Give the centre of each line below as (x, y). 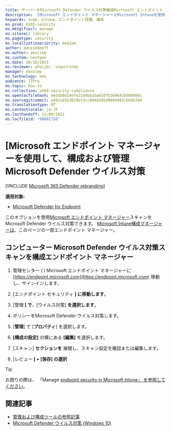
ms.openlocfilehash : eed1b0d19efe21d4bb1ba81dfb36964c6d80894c (74, 95)
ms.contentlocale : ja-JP (32, 110)
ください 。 (17, 386)
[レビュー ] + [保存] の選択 (40, 359)
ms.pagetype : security (29, 39)
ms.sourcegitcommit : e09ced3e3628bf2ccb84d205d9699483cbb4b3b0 (74, 100)
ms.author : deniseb (26, 53)
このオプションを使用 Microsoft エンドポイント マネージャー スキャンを (79, 217)
